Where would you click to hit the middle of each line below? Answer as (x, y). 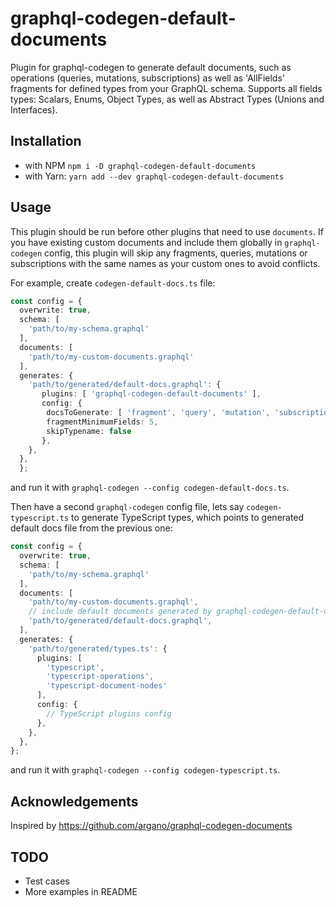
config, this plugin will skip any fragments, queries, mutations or (176, 253)
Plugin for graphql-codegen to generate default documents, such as (151, 67)
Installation (46, 141)
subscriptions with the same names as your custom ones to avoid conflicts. (165, 263)
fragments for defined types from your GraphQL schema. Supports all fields (166, 88)
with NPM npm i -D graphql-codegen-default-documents (140, 165)
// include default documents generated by (120, 612)
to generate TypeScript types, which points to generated (188, 518)
